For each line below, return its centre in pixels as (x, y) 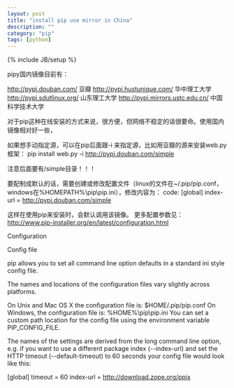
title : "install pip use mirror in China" (70, 20)
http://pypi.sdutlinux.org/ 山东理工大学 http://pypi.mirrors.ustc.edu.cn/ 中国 (115, 98)
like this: (19, 363)
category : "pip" (31, 33)
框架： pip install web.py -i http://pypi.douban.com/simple (91, 154)
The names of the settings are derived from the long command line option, (114, 341)
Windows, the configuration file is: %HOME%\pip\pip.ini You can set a (108, 313)
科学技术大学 (25, 106)
